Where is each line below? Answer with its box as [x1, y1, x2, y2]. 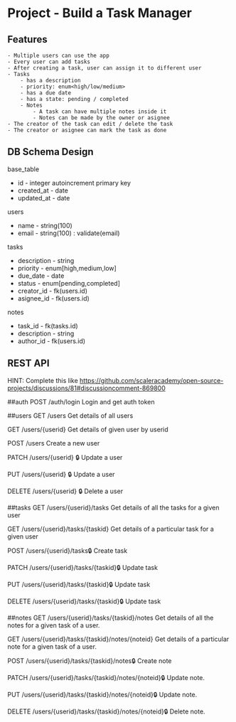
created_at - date [17, 186, 69, 195]
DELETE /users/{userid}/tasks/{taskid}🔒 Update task [7, 597, 161, 605]
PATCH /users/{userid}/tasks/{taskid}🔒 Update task [7, 563, 159, 571]
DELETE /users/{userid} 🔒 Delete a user [7, 487, 123, 495]
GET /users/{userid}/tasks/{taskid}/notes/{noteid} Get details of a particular [7, 635, 230, 643]
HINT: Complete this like [7, 376, 78, 384]
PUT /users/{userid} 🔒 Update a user [7, 470, 115, 478]
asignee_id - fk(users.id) [17, 293, 90, 303]
